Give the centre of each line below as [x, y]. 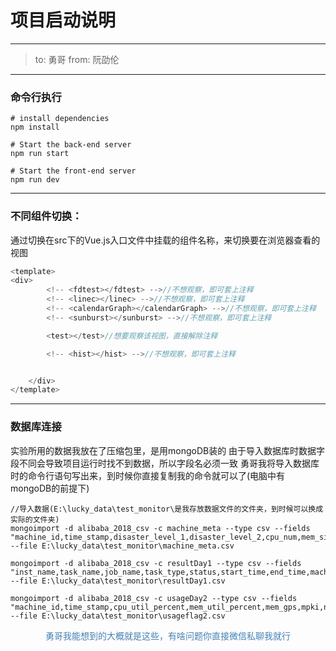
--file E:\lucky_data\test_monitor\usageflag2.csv [118, 616]
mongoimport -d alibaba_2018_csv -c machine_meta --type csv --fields [160, 528]
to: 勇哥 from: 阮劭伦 [77, 59]
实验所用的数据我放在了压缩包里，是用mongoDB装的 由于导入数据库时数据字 [168, 450]
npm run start [40, 154]
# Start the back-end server [71, 145]
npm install [35, 127]
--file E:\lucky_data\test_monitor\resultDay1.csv [118, 581]
